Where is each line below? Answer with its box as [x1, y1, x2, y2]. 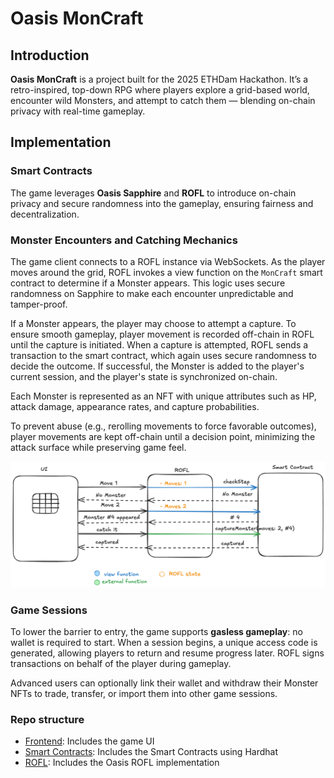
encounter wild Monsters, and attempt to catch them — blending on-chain [10, 95, 316, 106]
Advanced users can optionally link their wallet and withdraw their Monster [10, 677, 319, 689]
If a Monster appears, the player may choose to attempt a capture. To [10, 317, 297, 329]
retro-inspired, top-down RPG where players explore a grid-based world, [10, 84, 310, 96]
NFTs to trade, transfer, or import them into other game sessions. [10, 688, 278, 700]
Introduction [10, 47, 90, 64]
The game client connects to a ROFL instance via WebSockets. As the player [10, 255, 326, 267]
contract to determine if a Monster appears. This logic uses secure [10, 277, 286, 289]
